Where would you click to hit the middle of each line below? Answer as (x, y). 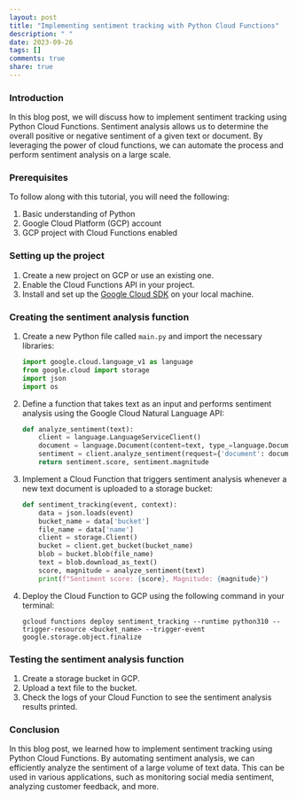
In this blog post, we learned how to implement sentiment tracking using (141, 749)
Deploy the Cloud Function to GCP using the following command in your (153, 595)
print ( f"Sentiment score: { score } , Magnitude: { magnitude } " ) (153, 579)
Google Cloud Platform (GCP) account (92, 223)
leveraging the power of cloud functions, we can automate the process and (146, 145)
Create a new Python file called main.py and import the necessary (142, 337)
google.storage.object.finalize (82, 637)
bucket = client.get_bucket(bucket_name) (116, 546)
